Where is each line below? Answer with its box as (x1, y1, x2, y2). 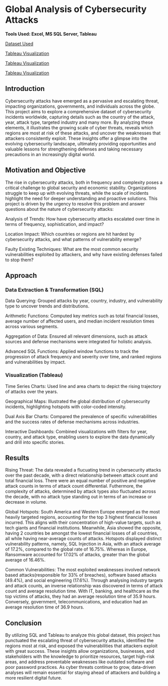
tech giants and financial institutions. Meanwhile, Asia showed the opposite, (5, 525, 162, 531)
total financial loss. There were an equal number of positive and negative (5, 478, 156, 484)
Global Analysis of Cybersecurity (5, 4, 147, 15)
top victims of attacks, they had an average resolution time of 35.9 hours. (5, 593, 157, 599)
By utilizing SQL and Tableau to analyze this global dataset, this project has (5, 632, 160, 638)
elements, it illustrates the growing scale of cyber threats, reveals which (5, 124, 154, 130)
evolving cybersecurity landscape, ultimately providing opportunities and (5, 140, 156, 146)
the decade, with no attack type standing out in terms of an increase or (5, 494, 152, 500)
